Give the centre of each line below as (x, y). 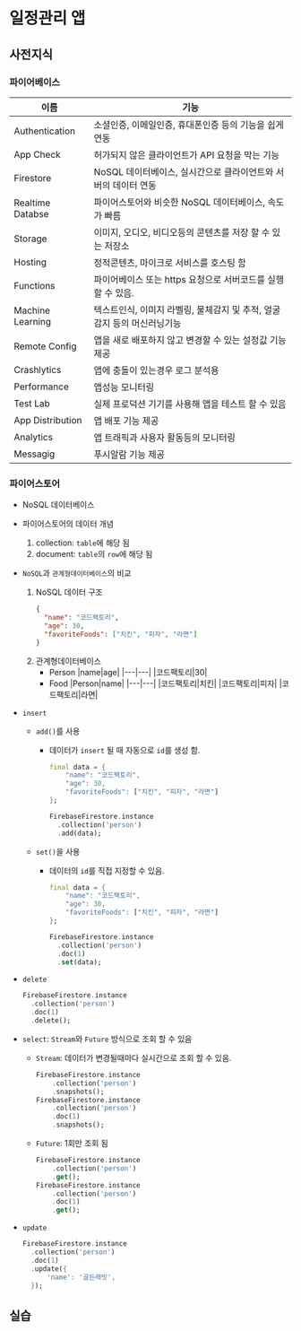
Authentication (45, 131)
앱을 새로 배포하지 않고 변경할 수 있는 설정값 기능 (190, 340)
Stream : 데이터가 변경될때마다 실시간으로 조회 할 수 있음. (133, 1057)
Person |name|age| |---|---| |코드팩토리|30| (128, 672)
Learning (33, 321)
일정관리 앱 (47, 18)
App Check (37, 154)
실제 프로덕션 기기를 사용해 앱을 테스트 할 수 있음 (190, 404)
